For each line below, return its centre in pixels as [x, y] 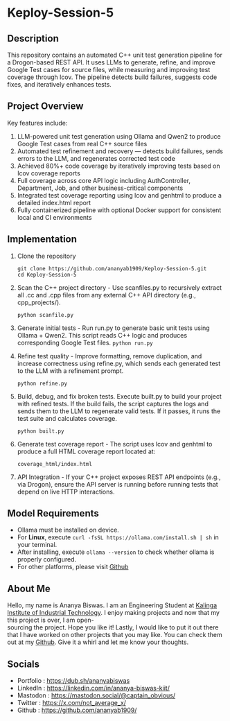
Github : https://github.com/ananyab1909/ [77, 710]
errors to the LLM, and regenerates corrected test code [96, 158]
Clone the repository [46, 256]
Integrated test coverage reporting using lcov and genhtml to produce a [119, 195]
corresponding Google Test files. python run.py [85, 342]
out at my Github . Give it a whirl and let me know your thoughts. [98, 642]
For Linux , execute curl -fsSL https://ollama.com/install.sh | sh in [118, 537]
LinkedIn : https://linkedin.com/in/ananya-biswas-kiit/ [93, 688]
